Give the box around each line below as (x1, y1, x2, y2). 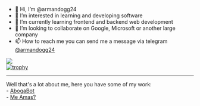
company (14, 31, 38, 38)
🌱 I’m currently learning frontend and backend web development (14, 18, 174, 25)
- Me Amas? (6, 93, 36, 101)
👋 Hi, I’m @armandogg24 (14, 6, 77, 13)
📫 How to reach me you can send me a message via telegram (14, 38, 168, 45)
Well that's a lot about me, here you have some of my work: (6, 81, 152, 88)
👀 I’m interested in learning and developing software (14, 12, 143, 19)
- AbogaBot (6, 87, 35, 94)
